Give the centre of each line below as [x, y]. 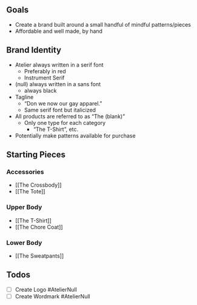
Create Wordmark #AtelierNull [52, 296]
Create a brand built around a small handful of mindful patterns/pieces [103, 24]
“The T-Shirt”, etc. [56, 129]
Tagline [24, 97]
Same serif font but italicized [60, 110]
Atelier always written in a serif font [59, 65]
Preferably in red [45, 71]
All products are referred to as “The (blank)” [70, 116]
